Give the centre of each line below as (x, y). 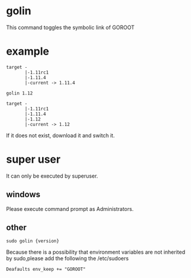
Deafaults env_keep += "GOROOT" (46, 269)
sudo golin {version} (33, 241)
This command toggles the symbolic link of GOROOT (70, 27)
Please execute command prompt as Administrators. (70, 208)
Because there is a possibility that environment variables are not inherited (96, 252)
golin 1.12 (20, 93)
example (28, 51)
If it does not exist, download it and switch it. (61, 135)
